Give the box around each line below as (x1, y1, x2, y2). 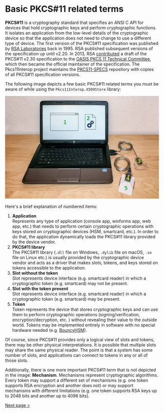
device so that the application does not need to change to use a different (5, 35, 151, 41)
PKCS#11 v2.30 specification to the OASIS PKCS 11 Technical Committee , (5, 56, 151, 62)
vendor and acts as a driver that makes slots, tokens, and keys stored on (12, 260, 158, 266)
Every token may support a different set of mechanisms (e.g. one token (5, 377, 148, 383)
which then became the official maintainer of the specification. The (5, 61, 140, 67)
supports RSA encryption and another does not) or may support (5, 383, 133, 389)
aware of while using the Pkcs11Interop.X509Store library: (5, 86, 121, 92)
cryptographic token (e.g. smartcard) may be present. (12, 296, 121, 302)
